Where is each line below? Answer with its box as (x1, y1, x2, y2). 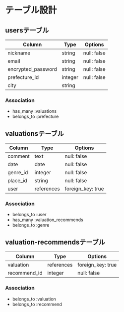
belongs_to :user (12, 212, 47, 218)
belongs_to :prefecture (12, 113, 59, 120)
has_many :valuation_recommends (12, 217, 83, 223)
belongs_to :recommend (12, 301, 62, 307)
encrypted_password (7, 66, 57, 72)
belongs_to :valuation (12, 296, 56, 302)
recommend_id (7, 270, 43, 277)
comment (7, 153, 30, 160)
